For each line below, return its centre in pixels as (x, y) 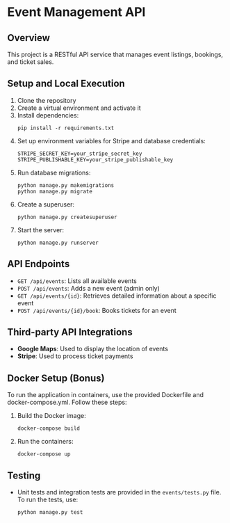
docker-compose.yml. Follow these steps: (67, 402)
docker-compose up (44, 454)
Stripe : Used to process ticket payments (75, 356)
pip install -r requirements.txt (66, 128)
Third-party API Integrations (70, 332)
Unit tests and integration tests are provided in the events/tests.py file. (119, 492)
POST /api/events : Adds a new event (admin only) (88, 288)
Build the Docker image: (52, 416)
